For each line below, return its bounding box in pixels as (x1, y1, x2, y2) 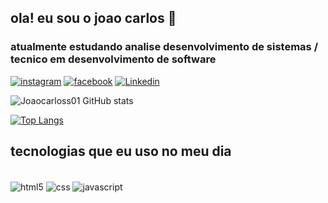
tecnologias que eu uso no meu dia (10, 143, 232, 160)
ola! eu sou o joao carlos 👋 (10, 10, 177, 27)
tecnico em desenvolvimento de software (10, 52, 217, 66)
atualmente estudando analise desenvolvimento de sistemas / (10, 40, 318, 54)
